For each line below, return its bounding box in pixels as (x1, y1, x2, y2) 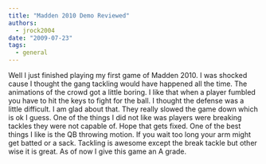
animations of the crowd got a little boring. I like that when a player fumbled (8, 88, 256, 96)
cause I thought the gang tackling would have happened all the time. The (8, 79, 248, 88)
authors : (8, 19, 37, 27)
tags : (8, 41, 26, 49)
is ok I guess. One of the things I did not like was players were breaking (8, 113, 242, 122)
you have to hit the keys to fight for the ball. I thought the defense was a (8, 96, 244, 105)
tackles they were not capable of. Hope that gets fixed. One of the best (8, 121, 241, 131)
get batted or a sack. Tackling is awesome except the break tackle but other (8, 139, 257, 147)
